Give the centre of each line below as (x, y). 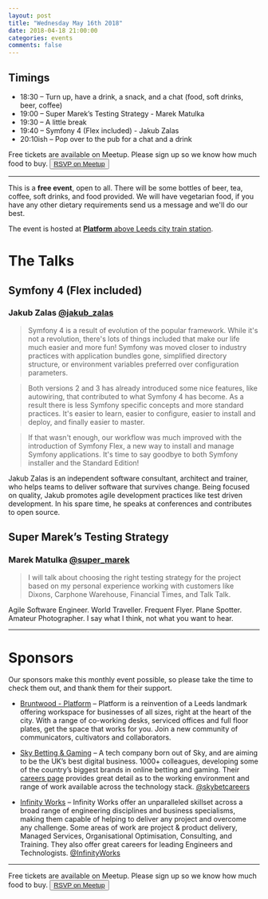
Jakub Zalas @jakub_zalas (61, 313)
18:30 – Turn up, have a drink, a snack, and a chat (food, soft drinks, (132, 96)
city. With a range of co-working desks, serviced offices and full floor (134, 720)
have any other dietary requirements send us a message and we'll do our (128, 205)
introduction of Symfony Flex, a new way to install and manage (131, 446)
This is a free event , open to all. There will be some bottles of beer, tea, (126, 187)
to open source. (34, 512)
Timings (29, 78)
